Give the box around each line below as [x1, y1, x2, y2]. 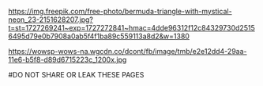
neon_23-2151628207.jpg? [8, 15, 93, 24]
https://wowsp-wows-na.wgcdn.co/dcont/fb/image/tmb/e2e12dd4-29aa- [8, 47, 247, 56]
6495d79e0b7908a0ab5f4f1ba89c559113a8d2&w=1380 [8, 31, 190, 41]
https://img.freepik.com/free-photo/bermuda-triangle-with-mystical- [8, 7, 232, 16]
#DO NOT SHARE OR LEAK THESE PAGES [8, 70, 145, 79]
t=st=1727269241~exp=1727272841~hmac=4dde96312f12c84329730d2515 [8, 23, 255, 32]
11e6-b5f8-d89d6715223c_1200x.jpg [8, 55, 127, 64]
